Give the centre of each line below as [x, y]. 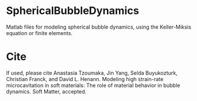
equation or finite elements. [39, 33]
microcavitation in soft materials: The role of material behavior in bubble [93, 85]
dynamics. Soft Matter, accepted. [46, 91]
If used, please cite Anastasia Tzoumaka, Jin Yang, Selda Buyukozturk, [92, 73]
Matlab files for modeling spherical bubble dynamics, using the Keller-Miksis [99, 27]
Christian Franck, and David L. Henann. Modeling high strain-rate [85, 79]
